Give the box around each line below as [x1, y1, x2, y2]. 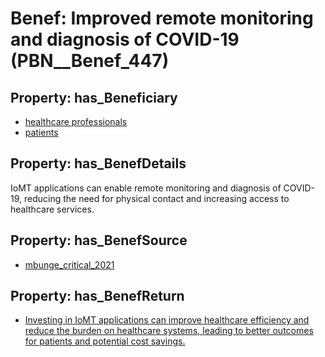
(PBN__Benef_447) [10, 50, 170, 72]
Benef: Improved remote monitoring [10, 7, 314, 30]
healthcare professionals [24, 116, 128, 127]
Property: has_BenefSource [10, 232, 188, 249]
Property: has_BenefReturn [10, 288, 185, 305]
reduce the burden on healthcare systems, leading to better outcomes [24, 325, 314, 337]
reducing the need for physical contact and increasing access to [23, 192, 290, 204]
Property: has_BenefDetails [10, 155, 187, 172]
